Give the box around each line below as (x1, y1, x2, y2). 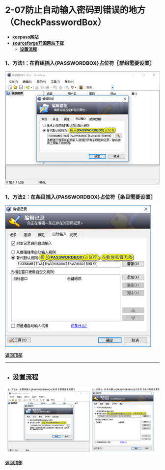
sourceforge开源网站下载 (12, 40, 64, 46)
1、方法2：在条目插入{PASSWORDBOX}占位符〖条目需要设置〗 (5, 194, 156, 200)
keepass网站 (12, 34, 39, 40)
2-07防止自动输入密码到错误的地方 (5, 4, 146, 16)
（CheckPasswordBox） (5, 17, 107, 28)
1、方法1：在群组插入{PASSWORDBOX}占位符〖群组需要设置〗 (5, 59, 155, 66)
